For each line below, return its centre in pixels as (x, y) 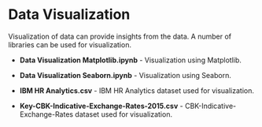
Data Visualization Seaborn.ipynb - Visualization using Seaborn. (125, 75)
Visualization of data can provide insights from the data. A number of (120, 36)
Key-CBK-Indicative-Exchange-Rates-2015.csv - (101, 106)
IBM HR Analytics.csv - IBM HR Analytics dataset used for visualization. (137, 90)
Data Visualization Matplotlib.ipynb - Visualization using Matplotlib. (131, 60)
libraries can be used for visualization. (70, 44)
